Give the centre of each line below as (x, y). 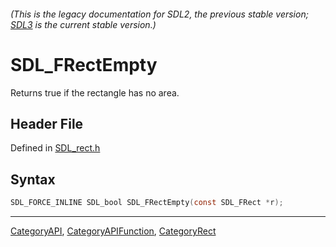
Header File (47, 123)
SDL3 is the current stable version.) (83, 24)
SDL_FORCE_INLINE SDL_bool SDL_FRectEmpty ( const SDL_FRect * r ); (147, 203)
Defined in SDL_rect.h (55, 148)
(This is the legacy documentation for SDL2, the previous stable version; (159, 14)
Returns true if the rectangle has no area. (95, 92)
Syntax (33, 179)
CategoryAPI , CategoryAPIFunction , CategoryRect (113, 231)
